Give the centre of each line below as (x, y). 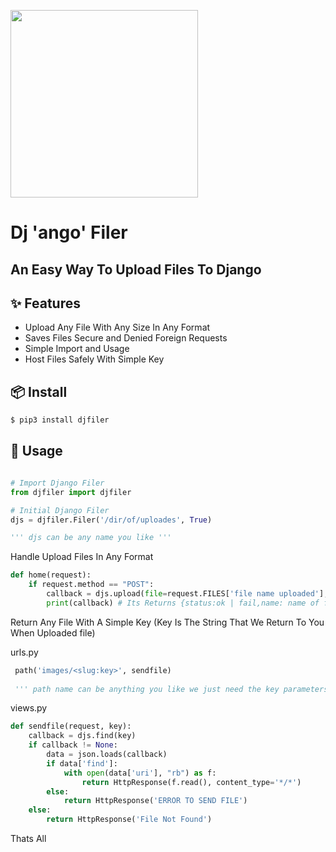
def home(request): (51, 575)
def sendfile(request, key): (71, 726)
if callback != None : (73, 745)
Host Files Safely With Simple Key (94, 359)
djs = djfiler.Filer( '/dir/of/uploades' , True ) (111, 520)
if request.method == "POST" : (91, 585)
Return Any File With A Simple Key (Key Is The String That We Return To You (167, 622)
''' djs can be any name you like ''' (91, 538)
